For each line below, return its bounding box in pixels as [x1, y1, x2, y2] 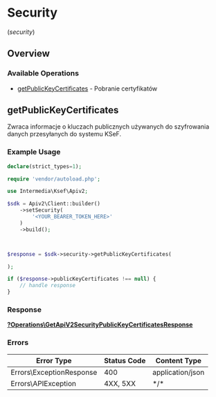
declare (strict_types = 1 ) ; [7, 163, 82, 170]
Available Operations [7, 68, 80, 78]
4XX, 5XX [103, 378, 136, 388]
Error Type [35, 356, 72, 365]
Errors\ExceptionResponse [10, 367, 98, 377]
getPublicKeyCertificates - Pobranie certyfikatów [17, 84, 158, 93]
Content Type [155, 356, 202, 365]
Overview [7, 48, 51, 59]
